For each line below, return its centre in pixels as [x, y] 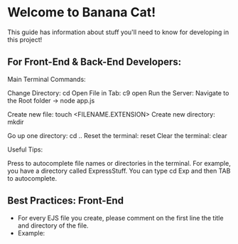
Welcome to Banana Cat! [82, 12]
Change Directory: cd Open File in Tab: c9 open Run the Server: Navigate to [118, 92]
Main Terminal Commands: [47, 79]
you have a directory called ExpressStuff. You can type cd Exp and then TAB [119, 171]
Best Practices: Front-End [66, 201]
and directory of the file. [53, 226]
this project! [25, 39]
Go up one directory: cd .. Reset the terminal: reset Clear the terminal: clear [117, 135]
